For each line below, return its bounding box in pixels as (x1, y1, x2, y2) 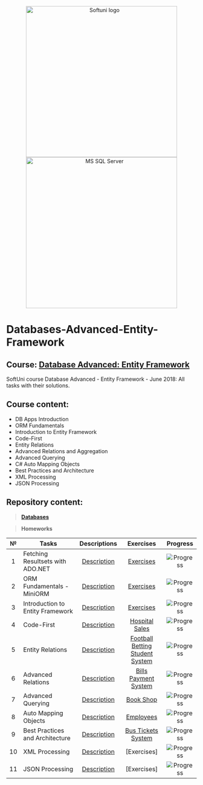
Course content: (6, 399, 69, 410)
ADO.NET (23, 564, 50, 573)
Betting (131, 641, 152, 650)
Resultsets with (23, 557, 66, 565)
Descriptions (79, 539, 118, 548)
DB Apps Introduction (14, 415, 69, 422)
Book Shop (126, 695, 158, 703)
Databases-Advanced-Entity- (6, 323, 158, 337)
